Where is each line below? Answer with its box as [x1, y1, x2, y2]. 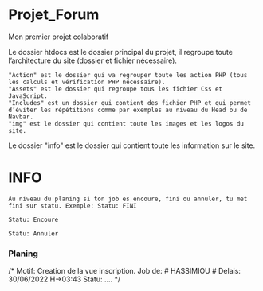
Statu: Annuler [8, 229, 59, 238]
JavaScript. [8, 91, 48, 100]
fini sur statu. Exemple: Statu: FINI [8, 201, 137, 210]
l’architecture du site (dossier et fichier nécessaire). [8, 56, 178, 65]
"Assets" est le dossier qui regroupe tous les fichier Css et [8, 85, 223, 93]
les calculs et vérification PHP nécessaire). [8, 78, 166, 86]
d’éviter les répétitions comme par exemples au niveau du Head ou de [8, 106, 248, 114]
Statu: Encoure [8, 215, 59, 223]
